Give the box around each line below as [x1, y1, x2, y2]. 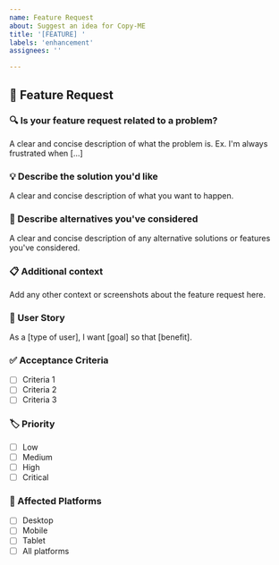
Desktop [21, 515, 54, 526]
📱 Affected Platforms [9, 494, 102, 507]
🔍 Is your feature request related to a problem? [9, 114, 218, 127]
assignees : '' [9, 46, 63, 55]
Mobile [21, 525, 48, 536]
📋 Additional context [9, 266, 104, 278]
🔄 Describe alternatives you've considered [9, 213, 199, 225]
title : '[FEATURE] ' [9, 30, 87, 38]
